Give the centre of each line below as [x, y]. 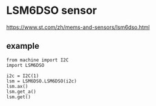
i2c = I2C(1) [23, 76]
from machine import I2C [37, 60]
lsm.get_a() [21, 92]
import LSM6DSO [25, 65]
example [23, 46]
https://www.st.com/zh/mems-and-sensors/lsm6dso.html [78, 27]
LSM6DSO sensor [52, 11]
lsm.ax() [17, 86]
